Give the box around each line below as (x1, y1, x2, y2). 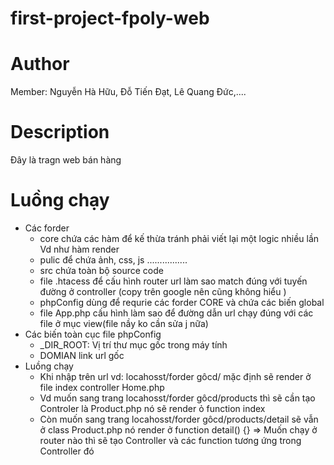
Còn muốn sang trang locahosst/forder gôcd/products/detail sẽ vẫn (39, 413, 319, 425)
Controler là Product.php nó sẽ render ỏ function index (39, 403, 266, 414)
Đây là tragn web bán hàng (10, 154, 122, 166)
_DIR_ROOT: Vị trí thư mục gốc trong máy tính (39, 339, 228, 351)
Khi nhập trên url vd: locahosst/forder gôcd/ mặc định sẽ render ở (39, 371, 312, 382)
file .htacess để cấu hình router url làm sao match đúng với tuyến (39, 275, 308, 287)
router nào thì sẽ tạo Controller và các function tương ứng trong (39, 435, 302, 446)
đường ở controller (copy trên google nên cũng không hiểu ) (39, 286, 287, 297)
